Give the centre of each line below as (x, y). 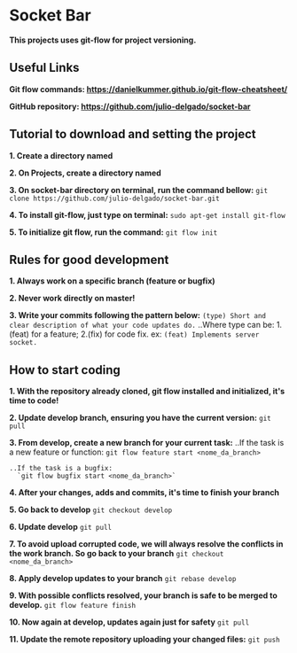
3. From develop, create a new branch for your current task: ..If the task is (147, 443)
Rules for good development (89, 259)
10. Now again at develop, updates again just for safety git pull (129, 622)
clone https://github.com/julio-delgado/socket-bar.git (114, 198)
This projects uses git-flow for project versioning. (103, 40)
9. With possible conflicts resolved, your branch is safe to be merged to (143, 595)
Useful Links (44, 68)
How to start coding (65, 370)
